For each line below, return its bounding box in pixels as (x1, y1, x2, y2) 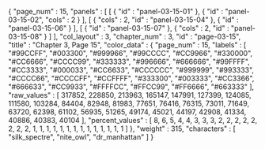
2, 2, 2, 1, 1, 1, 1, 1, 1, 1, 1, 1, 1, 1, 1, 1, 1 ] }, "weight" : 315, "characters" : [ (8, 124, 236, 133)
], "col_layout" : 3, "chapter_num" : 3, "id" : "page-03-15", (53, 32, 241, 41)
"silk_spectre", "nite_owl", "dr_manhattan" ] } (8, 132, 154, 141)
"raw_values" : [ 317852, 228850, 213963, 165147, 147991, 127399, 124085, (8, 91, 252, 99)
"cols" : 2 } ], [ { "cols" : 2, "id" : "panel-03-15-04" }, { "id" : (45, 15, 239, 24)
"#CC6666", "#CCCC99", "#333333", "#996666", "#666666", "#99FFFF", (8, 57, 251, 66)
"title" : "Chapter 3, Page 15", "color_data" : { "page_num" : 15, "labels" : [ (8, 40, 247, 50)
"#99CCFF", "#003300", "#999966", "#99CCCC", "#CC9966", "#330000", (8, 49, 253, 58)
